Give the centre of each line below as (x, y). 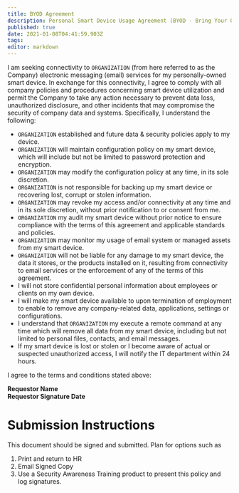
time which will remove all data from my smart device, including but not (122, 331)
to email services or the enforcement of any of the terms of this (111, 270)
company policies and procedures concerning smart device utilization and (116, 90)
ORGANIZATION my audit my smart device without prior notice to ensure (120, 217)
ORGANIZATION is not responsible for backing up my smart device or (115, 187)
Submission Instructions (81, 425)
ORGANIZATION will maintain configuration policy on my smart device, (117, 149)
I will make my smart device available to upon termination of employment (124, 301)
